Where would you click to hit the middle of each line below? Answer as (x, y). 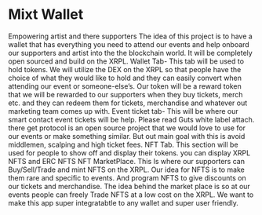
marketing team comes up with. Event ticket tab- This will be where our (124, 111)
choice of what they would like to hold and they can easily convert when (125, 78)
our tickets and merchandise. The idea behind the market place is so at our (129, 186)
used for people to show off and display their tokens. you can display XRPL (129, 153)
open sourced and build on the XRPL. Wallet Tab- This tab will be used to (126, 61)
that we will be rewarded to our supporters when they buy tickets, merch (126, 94)
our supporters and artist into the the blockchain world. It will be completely (130, 53)
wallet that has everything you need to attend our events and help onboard (129, 44)
